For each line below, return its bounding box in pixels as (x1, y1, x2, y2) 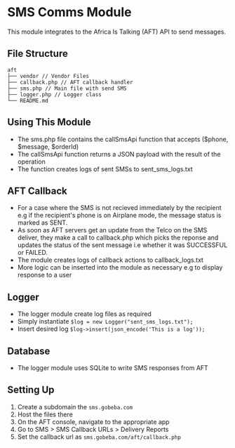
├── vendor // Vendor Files (7, 72, 90, 79)
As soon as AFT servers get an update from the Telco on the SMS (17, 226, 208, 235)
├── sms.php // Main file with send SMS (7, 85, 128, 92)
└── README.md (7, 97, 49, 104)
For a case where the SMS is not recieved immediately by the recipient (17, 204, 222, 212)
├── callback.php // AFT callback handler (7, 79, 133, 86)
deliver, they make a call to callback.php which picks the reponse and (17, 233, 219, 242)
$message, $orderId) (17, 142, 79, 151)
